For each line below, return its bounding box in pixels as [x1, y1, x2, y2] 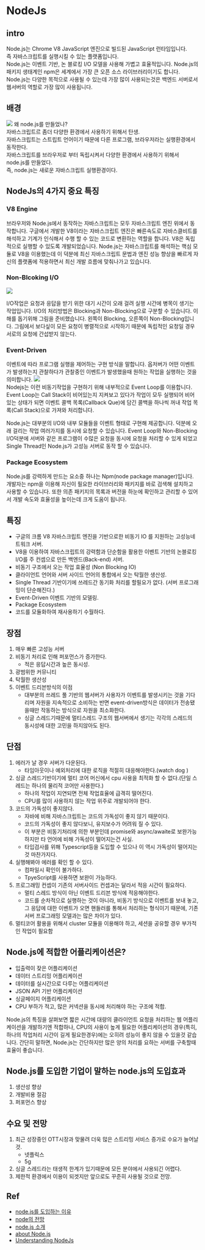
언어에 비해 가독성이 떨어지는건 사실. [46, 835, 134, 843]
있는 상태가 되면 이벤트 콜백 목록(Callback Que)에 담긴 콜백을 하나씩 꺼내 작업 [6, 399, 192, 406]
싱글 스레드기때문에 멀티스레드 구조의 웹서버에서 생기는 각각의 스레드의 [24, 714, 193, 721]
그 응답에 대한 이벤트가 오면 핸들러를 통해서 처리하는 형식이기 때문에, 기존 [24, 904, 199, 911]
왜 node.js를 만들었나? [13, 120, 68, 127]
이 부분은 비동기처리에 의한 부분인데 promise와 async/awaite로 [24, 827, 176, 835]
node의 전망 [15, 1216, 45, 1223]
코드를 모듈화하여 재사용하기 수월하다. [15, 608, 106, 616]
